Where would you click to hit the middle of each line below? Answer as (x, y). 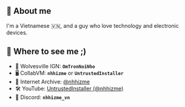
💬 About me (29, 11)
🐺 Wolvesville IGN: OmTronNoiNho (55, 66)
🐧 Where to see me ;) (46, 52)
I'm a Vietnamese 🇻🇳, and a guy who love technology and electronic (92, 25)
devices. (17, 32)
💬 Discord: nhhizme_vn (42, 97)
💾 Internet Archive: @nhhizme (52, 82)
